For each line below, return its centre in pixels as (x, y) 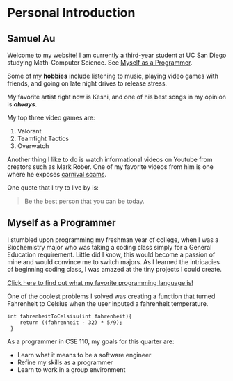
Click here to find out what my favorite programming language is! (100, 282)
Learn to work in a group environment (71, 369)
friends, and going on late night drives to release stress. (87, 83)
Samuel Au (31, 39)
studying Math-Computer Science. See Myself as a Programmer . (100, 63)
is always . (22, 104)
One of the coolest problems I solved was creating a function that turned (111, 296)
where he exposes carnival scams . (57, 174)
